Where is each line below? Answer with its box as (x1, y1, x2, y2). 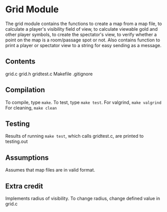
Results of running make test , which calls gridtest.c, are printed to (5, 133, 144, 139)
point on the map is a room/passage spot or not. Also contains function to (5, 37, 160, 43)
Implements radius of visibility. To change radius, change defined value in (5, 196, 160, 201)
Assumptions (5, 153, 49, 162)
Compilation (5, 86, 45, 94)
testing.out (5, 138, 28, 144)
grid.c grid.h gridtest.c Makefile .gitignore (5, 71, 93, 77)
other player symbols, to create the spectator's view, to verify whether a (5, 31, 157, 37)
